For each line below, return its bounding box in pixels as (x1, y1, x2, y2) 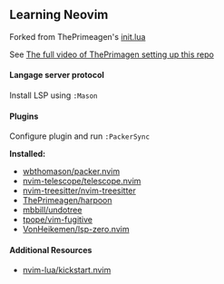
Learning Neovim (9, 7, 109, 23)
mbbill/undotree (22, 204, 83, 216)
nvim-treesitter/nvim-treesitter (22, 185, 136, 196)
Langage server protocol (9, 70, 104, 81)
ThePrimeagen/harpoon (22, 195, 112, 206)
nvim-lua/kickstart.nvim (22, 265, 112, 276)
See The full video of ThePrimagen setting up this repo (9, 49, 215, 60)
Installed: (9, 149, 46, 160)
